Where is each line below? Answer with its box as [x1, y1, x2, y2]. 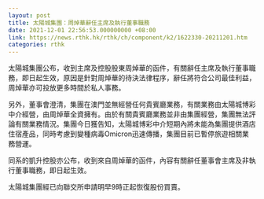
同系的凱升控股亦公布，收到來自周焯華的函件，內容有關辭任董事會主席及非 [8, 156, 249, 165]
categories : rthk [8, 41, 65, 49]
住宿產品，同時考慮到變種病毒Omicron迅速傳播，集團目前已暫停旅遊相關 [8, 129, 243, 138]
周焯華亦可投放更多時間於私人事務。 [8, 83, 126, 93]
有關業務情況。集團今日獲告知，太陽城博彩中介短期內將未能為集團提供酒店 [14, 120, 256, 129]
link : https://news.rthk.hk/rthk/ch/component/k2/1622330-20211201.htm [8, 33, 247, 42]
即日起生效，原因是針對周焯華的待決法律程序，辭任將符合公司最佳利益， [21, 73, 256, 83]
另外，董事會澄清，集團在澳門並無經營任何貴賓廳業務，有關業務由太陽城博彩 [8, 100, 256, 109]
